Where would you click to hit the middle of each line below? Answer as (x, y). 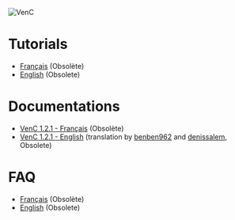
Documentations (64, 106)
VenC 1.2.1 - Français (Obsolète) (72, 128)
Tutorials (38, 44)
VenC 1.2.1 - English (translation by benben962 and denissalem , (123, 137)
